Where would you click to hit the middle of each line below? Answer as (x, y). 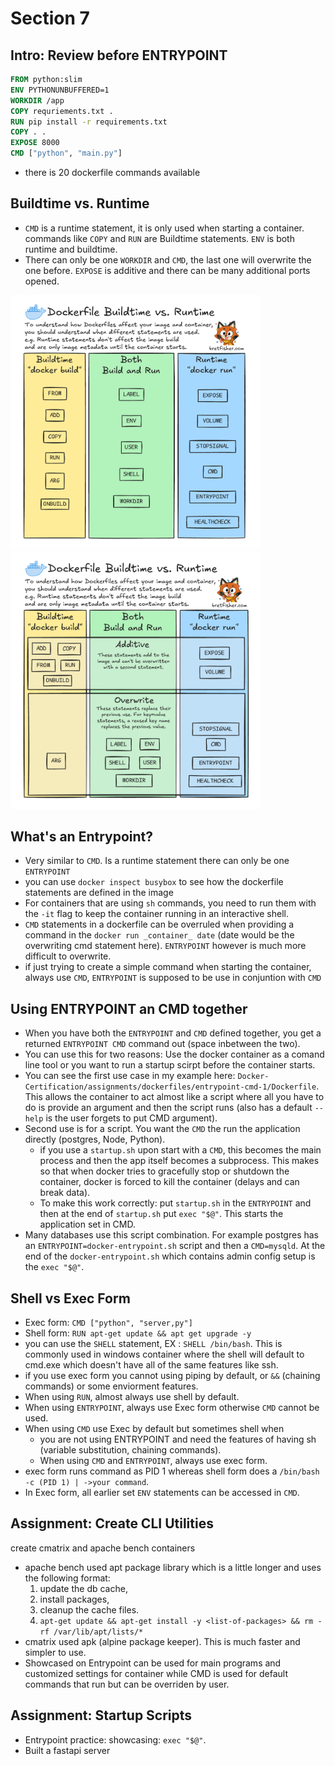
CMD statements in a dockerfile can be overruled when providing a (159, 924)
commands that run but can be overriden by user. (127, 1684)
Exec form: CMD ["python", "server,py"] (108, 1323)
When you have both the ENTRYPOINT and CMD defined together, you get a (173, 1033)
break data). (65, 1193)
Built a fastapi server (67, 1750)
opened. (42, 281)
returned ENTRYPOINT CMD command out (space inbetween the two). (162, 1044)
